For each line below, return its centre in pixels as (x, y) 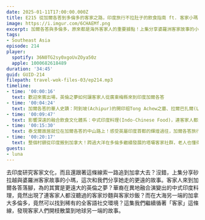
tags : (13, 35)
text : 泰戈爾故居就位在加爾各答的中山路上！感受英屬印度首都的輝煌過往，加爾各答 (102, 131)
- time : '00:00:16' (31, 92)
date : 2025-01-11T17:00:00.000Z (47, 12)
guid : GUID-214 (26, 75)
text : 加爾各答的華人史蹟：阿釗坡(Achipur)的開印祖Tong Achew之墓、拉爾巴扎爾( (104, 108)
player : (16, 52)
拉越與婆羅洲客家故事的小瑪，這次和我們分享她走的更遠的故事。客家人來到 (100, 180)
